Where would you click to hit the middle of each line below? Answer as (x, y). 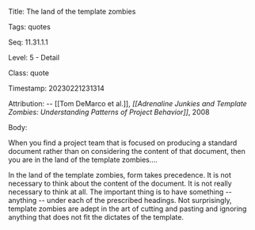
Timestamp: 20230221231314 (56, 88)
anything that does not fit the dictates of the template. (96, 217)
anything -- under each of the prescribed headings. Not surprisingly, (120, 200)
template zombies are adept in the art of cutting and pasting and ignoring (127, 209)
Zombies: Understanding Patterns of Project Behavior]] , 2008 (109, 112)
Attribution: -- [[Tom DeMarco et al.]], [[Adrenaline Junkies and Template (127, 103)
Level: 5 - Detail (34, 57)
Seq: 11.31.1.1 (29, 42)
